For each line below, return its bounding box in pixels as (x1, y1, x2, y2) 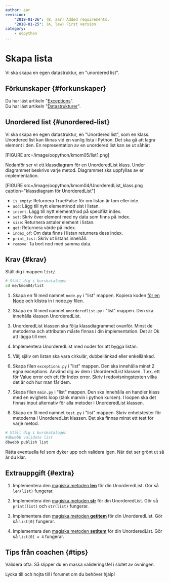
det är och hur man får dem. (12, 379, 71, 385)
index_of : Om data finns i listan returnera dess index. (12, 230, 123, 236)
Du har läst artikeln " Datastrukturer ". (5, 103, 81, 109)
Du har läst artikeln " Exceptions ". (5, 97, 74, 104)
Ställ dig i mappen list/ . (5, 269, 57, 275)
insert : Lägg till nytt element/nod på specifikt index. (12, 208, 122, 214)
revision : (5, 12, 26, 17)
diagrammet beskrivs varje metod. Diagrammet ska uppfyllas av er (5, 167, 144, 173)
